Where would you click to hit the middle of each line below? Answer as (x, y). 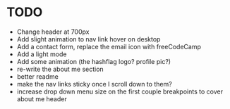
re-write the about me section (60, 69)
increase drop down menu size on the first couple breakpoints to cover (120, 91)
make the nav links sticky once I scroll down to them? (94, 84)
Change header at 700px (53, 32)
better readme (38, 76)
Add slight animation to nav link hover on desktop (89, 39)
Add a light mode (42, 54)
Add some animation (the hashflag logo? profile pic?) (93, 61)
